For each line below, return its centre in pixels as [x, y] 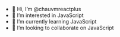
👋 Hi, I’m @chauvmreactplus [46, 9]
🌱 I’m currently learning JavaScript [54, 21]
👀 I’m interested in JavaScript [48, 15]
